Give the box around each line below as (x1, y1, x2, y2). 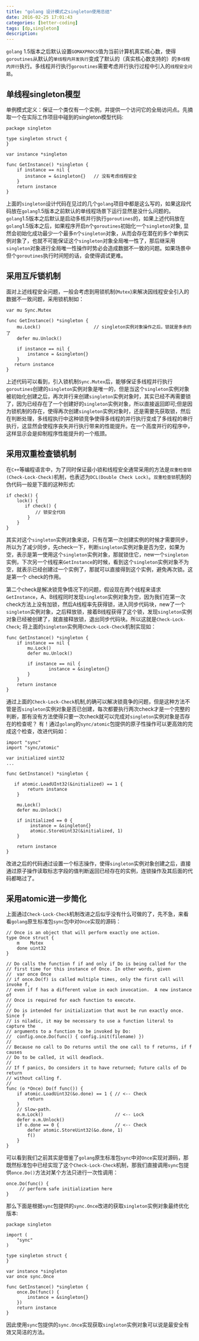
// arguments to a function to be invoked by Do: (6, 1028, 131, 1034)
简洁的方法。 (16, 1329, 48, 1336)
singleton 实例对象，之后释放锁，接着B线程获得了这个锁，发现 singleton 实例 (6, 608, 192, 615)
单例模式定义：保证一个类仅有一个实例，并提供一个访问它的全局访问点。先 (6, 106, 188, 113)
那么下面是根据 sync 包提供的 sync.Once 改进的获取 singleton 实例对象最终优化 (6, 1203, 190, 1210)
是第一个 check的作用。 (6, 573, 65, 580)
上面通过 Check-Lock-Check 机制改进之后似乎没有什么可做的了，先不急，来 (6, 910, 184, 918)
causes (6, 1049, 23, 1055)
